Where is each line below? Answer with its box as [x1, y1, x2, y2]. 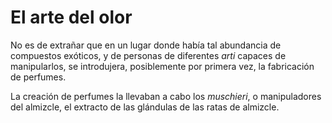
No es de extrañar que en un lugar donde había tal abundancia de [10, 39, 282, 51]
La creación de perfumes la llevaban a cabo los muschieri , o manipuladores [10, 90, 322, 102]
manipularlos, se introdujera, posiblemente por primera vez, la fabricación [10, 60, 315, 72]
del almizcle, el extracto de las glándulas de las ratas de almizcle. [10, 101, 280, 113]
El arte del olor [10, 6, 133, 29]
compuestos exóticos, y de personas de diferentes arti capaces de [10, 49, 287, 61]
